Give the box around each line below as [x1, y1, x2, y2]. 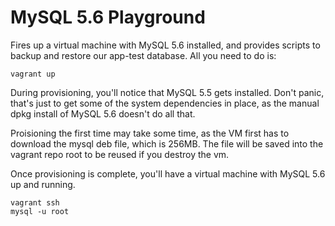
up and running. [10, 178, 76, 190]
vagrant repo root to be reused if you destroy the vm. [10, 148, 230, 160]
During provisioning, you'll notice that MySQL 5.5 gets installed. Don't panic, [10, 86, 325, 98]
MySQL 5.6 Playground [10, 6, 206, 29]
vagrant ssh [10, 197, 60, 208]
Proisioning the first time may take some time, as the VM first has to [10, 127, 290, 139]
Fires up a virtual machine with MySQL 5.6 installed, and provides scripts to [10, 39, 321, 51]
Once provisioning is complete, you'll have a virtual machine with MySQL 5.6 [10, 167, 326, 180]
